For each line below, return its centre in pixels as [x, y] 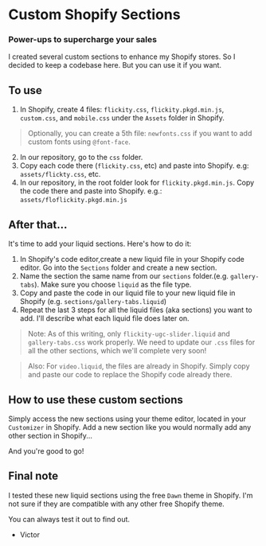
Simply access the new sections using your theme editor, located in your [127, 419]
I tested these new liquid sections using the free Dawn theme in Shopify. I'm [131, 495]
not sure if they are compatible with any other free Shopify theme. [116, 504]
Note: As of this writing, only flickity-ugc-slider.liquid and [129, 334]
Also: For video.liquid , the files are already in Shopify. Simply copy [139, 366]
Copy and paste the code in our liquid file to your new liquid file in [127, 293]
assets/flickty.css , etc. [60, 174]
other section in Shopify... [51, 435]
